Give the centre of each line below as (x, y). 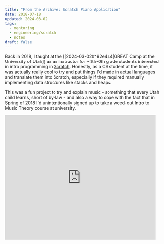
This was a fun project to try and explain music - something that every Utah (82, 92)
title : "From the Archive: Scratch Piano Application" (63, 10)
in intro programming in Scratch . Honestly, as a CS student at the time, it (79, 66)
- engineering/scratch (33, 33)
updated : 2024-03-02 (27, 19)
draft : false (19, 42)
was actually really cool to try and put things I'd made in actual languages (80, 72)
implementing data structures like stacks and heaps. (58, 82)
